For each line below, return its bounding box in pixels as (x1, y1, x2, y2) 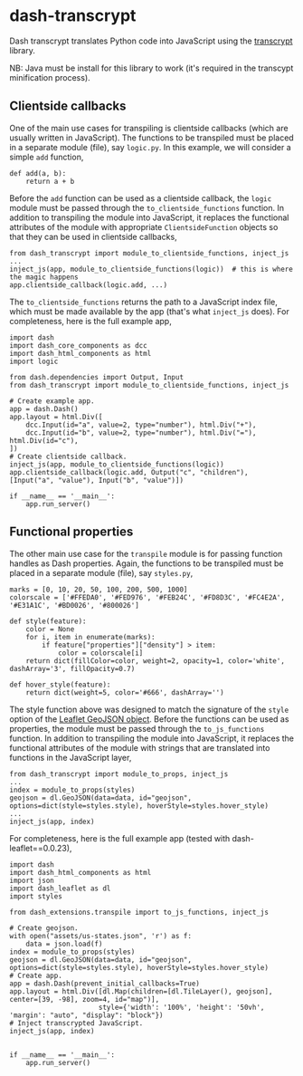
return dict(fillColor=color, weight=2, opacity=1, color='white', (25, 656, 285, 666)
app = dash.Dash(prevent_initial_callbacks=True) (9, 979, 201, 988)
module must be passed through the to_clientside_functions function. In (9, 202, 285, 213)
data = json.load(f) (25, 939, 103, 948)
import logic (9, 357, 59, 366)
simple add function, (9, 151, 84, 162)
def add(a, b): (9, 168, 67, 178)
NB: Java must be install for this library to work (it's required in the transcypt (9, 62, 294, 73)
